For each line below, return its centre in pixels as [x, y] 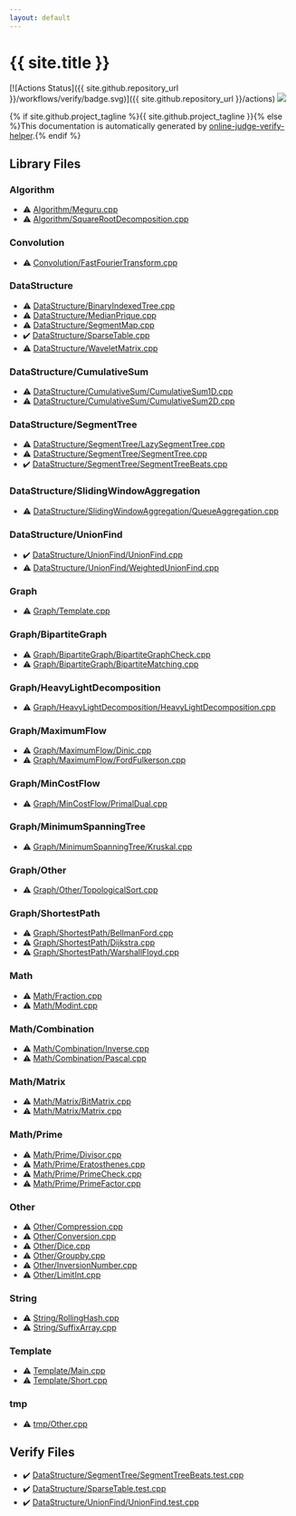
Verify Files [42, 1452]
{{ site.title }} [60, 62]
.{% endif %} [57, 135]
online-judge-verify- [247, 126]
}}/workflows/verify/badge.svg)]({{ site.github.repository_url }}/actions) [143, 98]
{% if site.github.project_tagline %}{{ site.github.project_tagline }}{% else [146, 116]
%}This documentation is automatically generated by [108, 126]
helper [21, 135]
